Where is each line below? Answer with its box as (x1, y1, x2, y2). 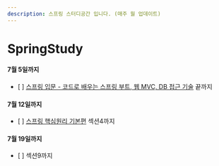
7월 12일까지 (7, 100, 42, 108)
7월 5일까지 (7, 65, 40, 74)
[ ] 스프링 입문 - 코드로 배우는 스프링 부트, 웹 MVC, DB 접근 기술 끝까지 (17, 83, 213, 91)
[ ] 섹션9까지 (17, 151, 53, 160)
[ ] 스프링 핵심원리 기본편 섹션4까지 (17, 117, 115, 126)
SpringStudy (7, 40, 83, 57)
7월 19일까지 (7, 134, 42, 143)
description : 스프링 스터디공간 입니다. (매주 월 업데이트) (7, 10, 161, 18)
